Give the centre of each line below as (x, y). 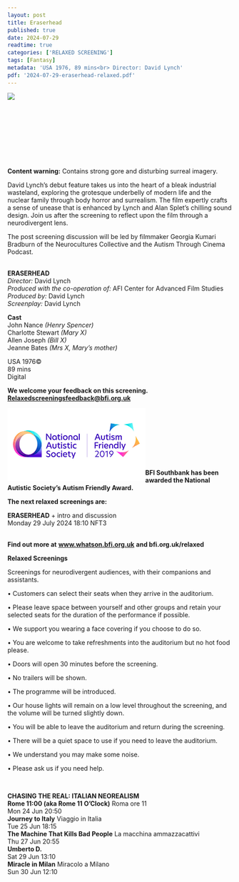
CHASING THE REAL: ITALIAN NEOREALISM (73, 796)
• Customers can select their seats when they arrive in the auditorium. (111, 593)
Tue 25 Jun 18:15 (32, 826)
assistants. (23, 579)
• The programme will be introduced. (62, 691)
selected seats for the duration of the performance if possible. (99, 614)
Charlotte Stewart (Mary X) (47, 333)
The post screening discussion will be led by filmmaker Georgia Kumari (112, 236)
